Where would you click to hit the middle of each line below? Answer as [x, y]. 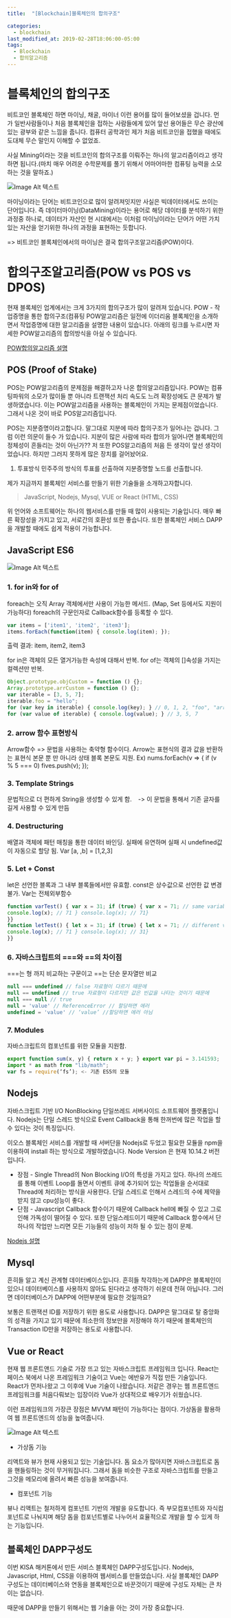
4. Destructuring [35, 826]
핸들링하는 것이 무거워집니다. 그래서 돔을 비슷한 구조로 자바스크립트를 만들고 [116, 1471]
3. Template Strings [41, 783]
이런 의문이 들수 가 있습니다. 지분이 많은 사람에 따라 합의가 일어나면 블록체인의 [119, 436]
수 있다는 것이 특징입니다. [41, 1128]
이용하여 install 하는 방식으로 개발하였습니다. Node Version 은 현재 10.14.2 [107, 1151]
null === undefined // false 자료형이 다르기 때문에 [77, 987]
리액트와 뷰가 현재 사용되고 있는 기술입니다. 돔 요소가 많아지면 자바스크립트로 [110, 1462]
